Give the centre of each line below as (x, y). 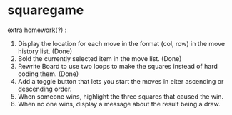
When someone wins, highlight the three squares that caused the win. (120, 96)
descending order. (45, 89)
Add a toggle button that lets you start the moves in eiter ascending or (121, 81)
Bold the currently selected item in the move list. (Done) (100, 58)
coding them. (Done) (48, 74)
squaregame (46, 10)
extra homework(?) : (37, 30)
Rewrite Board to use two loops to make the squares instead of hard (117, 66)
